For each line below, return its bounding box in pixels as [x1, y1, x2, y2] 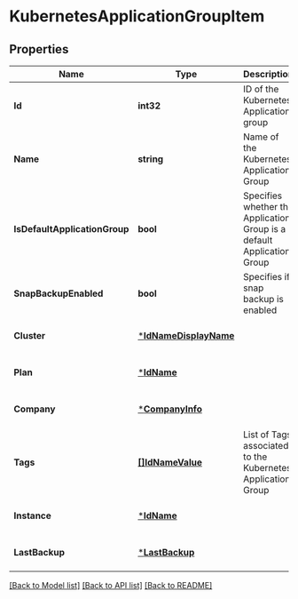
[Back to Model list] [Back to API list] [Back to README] [9, 580, 213, 590]
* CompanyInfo [137, 403, 202, 415]
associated [243, 440, 289, 451]
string [137, 153, 164, 165]
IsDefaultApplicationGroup [13, 223, 129, 235]
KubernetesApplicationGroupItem [9, 6, 265, 27]
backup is [243, 293, 284, 305]
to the [243, 451, 268, 463]
